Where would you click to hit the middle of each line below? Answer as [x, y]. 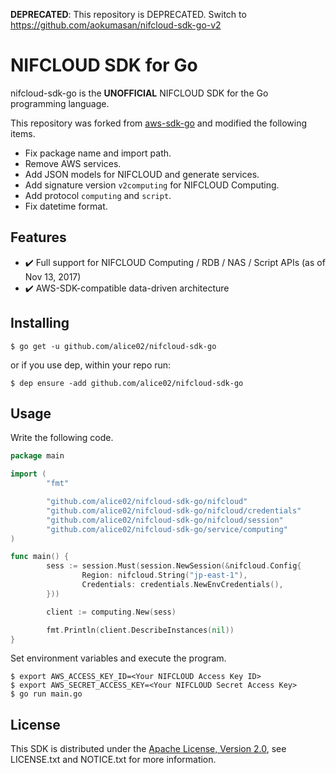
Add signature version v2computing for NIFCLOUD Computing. [152, 185]
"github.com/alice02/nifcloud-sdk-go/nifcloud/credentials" [174, 510]
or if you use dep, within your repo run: [91, 365]
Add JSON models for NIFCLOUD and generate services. [142, 174]
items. [23, 133]
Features [38, 237]
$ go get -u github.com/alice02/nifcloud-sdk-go [113, 346]
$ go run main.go [46, 694]
